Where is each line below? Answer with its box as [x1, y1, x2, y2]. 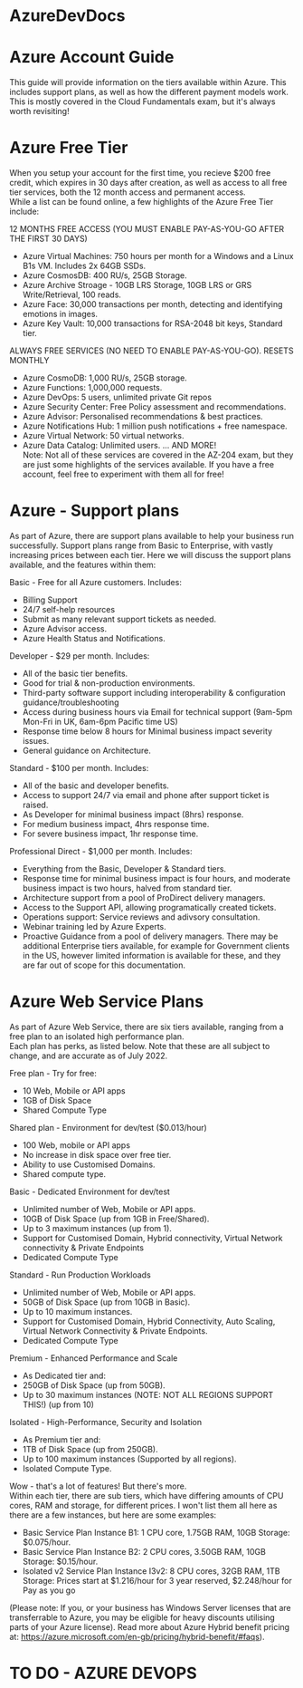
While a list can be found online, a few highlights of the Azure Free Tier [9, 197, 274, 207]
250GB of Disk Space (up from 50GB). [22, 1379, 166, 1391]
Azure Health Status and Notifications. [22, 633, 166, 643]
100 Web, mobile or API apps [22, 1139, 131, 1151]
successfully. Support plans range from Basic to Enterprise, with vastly [9, 540, 274, 551]
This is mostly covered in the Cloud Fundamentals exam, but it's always [9, 96, 276, 107]
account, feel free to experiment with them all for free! [22, 468, 224, 480]
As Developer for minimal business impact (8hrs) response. [22, 809, 244, 820]
